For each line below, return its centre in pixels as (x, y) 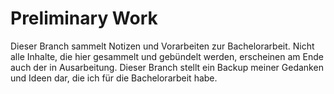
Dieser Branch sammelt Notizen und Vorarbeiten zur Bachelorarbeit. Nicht (162, 46)
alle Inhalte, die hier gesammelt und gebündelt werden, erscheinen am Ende (167, 56)
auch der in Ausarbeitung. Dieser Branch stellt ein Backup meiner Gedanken (167, 67)
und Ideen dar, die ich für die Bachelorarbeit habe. (114, 78)
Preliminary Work (84, 18)
